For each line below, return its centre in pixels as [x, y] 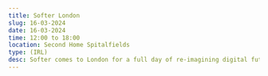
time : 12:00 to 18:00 [44, 38]
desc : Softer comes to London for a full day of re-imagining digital [128, 60]
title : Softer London [44, 15]
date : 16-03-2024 [37, 30]
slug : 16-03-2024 [37, 23]
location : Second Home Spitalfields [69, 45]
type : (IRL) [28, 52]
